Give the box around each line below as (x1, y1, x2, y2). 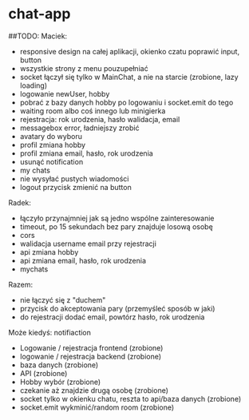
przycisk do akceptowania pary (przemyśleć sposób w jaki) (19, 303, 215, 313)
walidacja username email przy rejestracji (19, 239, 157, 248)
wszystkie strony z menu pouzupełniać (19, 63, 149, 73)
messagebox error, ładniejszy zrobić (19, 123, 140, 133)
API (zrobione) (19, 368, 68, 378)
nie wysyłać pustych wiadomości (19, 173, 129, 184)
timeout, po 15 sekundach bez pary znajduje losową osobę (19, 221, 213, 232)
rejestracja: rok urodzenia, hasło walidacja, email (19, 114, 180, 124)
